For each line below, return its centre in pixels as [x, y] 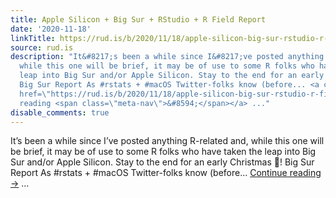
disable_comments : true [60, 112]
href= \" [35, 94]
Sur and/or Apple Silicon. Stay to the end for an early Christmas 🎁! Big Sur [162, 162]
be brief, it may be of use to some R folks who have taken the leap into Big [163, 152]
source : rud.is [42, 47]
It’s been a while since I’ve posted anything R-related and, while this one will [167, 141]
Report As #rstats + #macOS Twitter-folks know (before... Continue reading [166, 173]
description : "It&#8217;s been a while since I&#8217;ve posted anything [167, 57]
